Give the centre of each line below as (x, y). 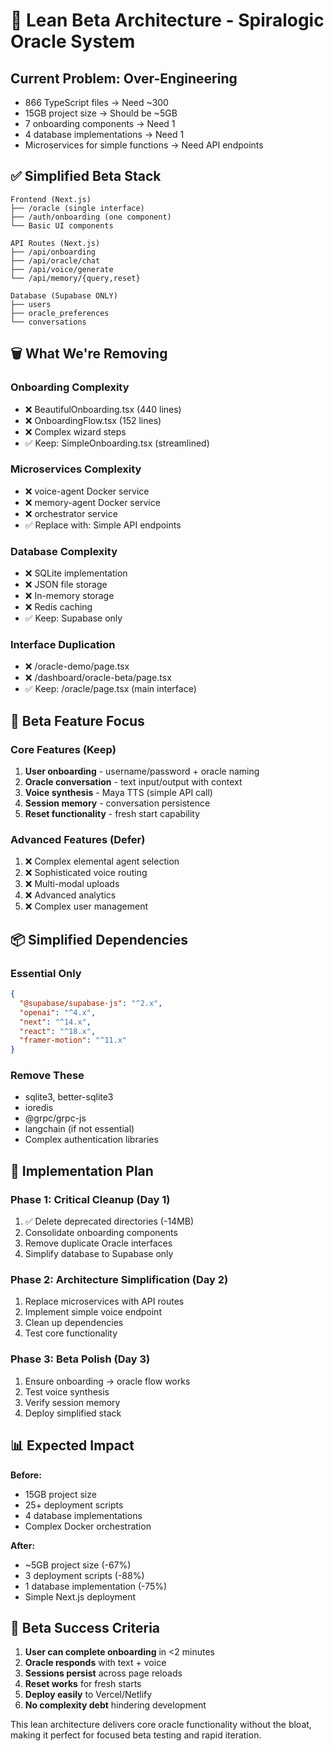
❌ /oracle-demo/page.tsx (77, 666)
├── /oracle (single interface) (77, 208)
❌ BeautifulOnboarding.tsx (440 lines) (103, 409)
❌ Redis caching (58, 607)
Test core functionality (71, 1333)
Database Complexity (64, 551)
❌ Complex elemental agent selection (102, 861)
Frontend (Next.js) (51, 199)
